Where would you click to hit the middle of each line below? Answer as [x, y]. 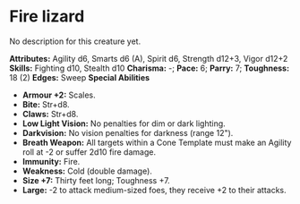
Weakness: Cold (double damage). [87, 171]
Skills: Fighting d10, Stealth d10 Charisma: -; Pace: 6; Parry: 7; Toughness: [149, 68]
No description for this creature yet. [75, 41]
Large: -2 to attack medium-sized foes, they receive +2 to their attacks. [154, 190]
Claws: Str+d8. [50, 114]
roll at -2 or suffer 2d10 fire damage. [89, 152]
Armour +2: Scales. [59, 95]
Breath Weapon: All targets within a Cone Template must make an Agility [157, 142]
